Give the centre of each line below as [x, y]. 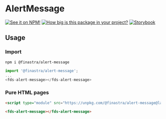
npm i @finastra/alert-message [37, 62]
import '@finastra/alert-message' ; [42, 71]
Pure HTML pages [27, 93]
